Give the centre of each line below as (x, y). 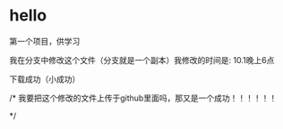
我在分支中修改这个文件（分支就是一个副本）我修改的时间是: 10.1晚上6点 (142, 60)
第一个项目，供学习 (45, 41)
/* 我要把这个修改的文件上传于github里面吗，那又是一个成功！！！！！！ (143, 98)
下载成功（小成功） (45, 79)
